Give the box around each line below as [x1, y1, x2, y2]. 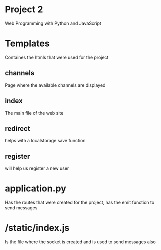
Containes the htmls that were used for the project [5, 54, 109, 60]
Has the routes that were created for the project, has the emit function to [5, 199, 155, 206]
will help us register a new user [5, 165, 69, 171]
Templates [5, 38, 50, 49]
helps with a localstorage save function [5, 138, 86, 144]
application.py [5, 183, 66, 194]
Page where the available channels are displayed [5, 82, 106, 88]
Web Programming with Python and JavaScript [5, 20, 101, 26]
